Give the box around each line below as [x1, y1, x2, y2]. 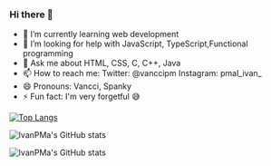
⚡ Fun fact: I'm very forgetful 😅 [22, 91, 140, 103]
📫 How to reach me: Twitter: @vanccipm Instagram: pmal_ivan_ [22, 68, 262, 79]
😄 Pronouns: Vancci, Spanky [22, 81, 132, 92]
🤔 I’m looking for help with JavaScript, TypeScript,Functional [22, 38, 248, 49]
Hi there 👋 [9, 8, 54, 21]
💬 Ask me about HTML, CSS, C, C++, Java [22, 58, 181, 69]
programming [22, 48, 74, 59]
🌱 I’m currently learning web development [22, 29, 179, 40]
